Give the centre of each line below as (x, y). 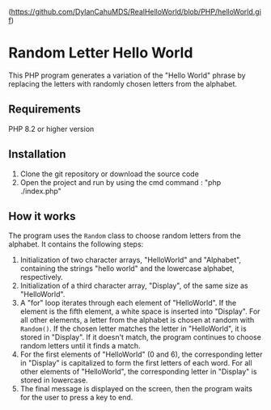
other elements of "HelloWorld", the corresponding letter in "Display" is (138, 372)
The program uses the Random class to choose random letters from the (125, 236)
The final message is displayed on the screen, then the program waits (136, 389)
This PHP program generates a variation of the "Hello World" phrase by (127, 75)
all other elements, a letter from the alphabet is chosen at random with (137, 320)
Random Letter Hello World (101, 53)
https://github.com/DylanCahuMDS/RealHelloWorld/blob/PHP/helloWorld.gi (136, 12)
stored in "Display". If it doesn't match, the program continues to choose (140, 337)
